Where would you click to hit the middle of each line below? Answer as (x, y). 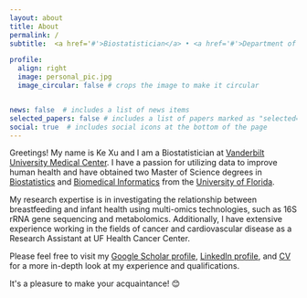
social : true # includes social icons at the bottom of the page (138, 127)
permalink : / (34, 35)
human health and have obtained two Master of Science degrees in (136, 172)
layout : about (37, 18)
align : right (42, 69)
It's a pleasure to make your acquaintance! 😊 (95, 283)
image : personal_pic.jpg (65, 77)
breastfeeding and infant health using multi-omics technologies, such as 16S (153, 209)
